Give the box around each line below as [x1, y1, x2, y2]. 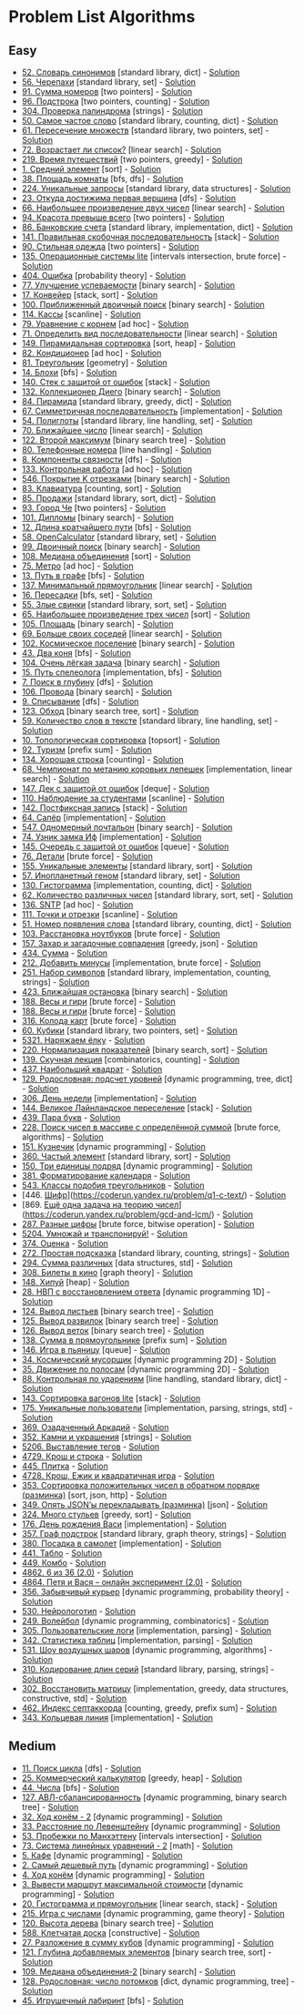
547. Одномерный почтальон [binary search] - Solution [21, 822, 233, 833]
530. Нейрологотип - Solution [21, 1606, 136, 1616]
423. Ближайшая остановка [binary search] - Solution [21, 987, 228, 997]
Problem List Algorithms [8, 6, 196, 27]
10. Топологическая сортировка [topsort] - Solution [21, 735, 220, 745]
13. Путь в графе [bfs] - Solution [21, 570, 145, 580]
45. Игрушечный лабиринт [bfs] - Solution [21, 1995, 184, 2006]
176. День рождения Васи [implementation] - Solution [21, 1519, 227, 1529]
